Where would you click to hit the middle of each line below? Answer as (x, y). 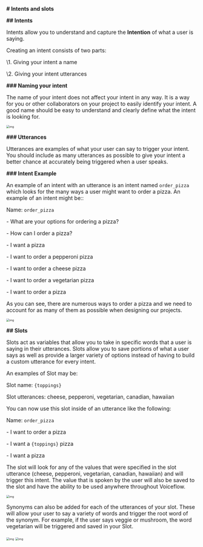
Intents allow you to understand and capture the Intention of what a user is (100, 32)
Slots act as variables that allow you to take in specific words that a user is (99, 342)
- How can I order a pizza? (39, 233)
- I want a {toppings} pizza (40, 444)
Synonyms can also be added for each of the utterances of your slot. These (101, 507)
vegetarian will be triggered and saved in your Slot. (70, 526)
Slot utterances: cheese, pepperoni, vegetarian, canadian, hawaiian (90, 397)
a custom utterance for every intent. (51, 362)
